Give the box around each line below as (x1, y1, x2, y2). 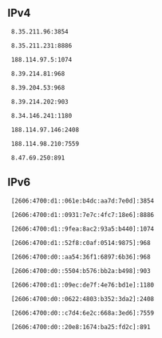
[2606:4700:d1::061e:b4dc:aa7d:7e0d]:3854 (10, 196, 155, 205)
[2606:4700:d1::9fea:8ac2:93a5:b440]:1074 (10, 224, 155, 233)
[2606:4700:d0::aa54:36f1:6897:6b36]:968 (10, 252, 151, 261)
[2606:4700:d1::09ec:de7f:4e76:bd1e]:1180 (10, 280, 155, 289)
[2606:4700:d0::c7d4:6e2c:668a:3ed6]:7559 (10, 308, 155, 317)
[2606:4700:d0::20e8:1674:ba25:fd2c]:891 (10, 323, 151, 331)
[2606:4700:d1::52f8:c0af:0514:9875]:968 (10, 239, 151, 247)
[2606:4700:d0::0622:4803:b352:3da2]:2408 (10, 295, 155, 303)
